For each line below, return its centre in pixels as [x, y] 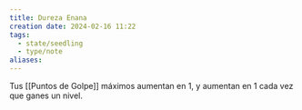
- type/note [40, 52]
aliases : [26, 60]
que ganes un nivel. [46, 95]
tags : [20, 35]
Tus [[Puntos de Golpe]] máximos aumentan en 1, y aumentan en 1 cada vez [151, 86]
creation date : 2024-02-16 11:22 [73, 26]
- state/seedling [50, 43]
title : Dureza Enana [49, 18]
